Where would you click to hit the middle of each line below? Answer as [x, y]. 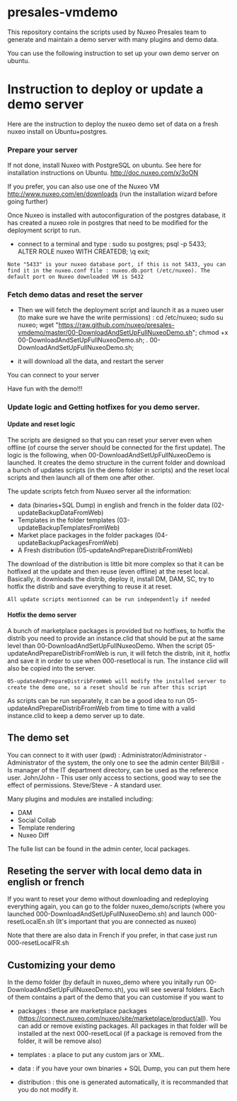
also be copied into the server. [52, 668]
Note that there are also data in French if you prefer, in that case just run [112, 935]
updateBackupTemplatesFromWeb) [69, 527]
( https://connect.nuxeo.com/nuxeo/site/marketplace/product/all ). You [119, 1019]
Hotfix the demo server [42, 615]
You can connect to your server [53, 375]
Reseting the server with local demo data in [105, 871]
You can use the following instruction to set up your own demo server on [113, 53]
